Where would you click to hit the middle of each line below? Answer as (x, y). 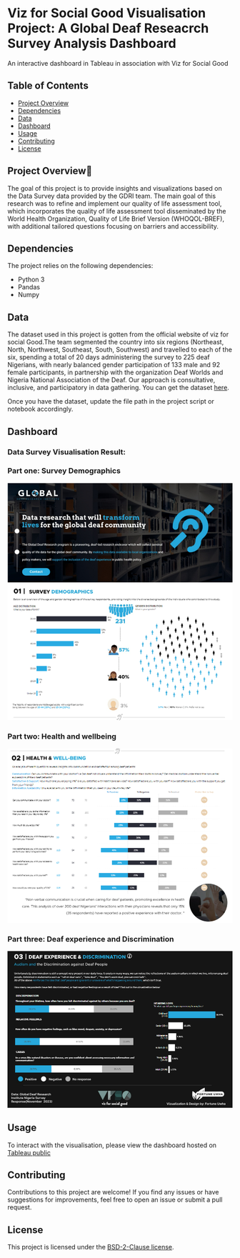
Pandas (29, 287)
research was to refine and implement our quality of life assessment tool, (115, 203)
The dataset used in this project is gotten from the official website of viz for (118, 334)
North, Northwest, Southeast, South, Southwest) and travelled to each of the (120, 350)
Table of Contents (48, 86)
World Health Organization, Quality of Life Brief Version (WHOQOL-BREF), (116, 219)
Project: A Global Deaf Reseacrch (108, 28)
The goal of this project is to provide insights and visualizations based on (115, 188)
